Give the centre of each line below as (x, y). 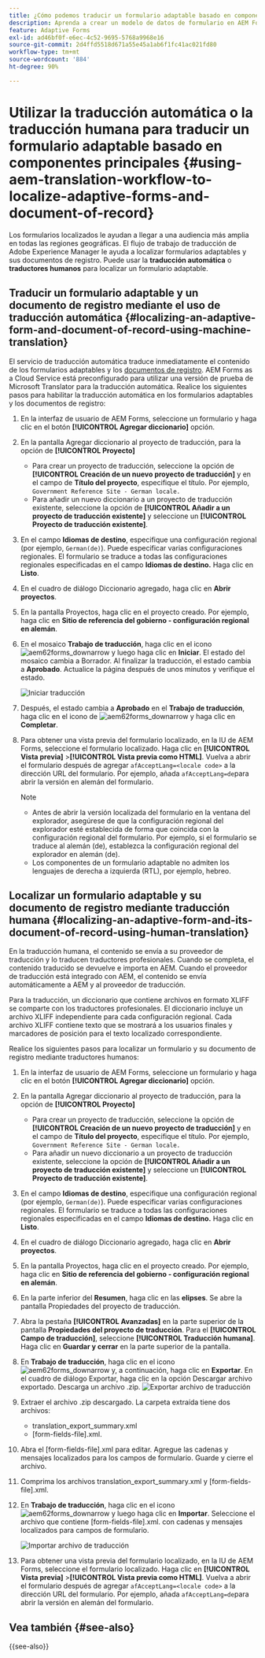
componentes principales (94, 163)
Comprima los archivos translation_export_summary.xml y (114, 1482)
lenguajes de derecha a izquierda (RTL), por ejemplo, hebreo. (131, 870)
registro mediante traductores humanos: (74, 1057)
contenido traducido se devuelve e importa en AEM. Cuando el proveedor (128, 968)
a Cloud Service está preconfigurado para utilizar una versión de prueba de (131, 378)
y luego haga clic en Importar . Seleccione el (183, 1514)
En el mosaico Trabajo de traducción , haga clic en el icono (116, 644)
